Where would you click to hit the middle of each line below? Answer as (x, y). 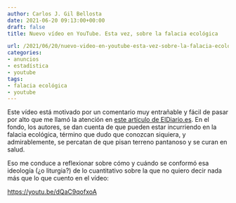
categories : (25, 53)
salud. (16, 149)
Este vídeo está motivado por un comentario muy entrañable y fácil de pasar (118, 112)
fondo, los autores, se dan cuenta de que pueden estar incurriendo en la (112, 127)
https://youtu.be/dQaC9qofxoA (52, 192)
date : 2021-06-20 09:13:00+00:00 (56, 20)
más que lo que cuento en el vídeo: (58, 178)
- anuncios (23, 60)
